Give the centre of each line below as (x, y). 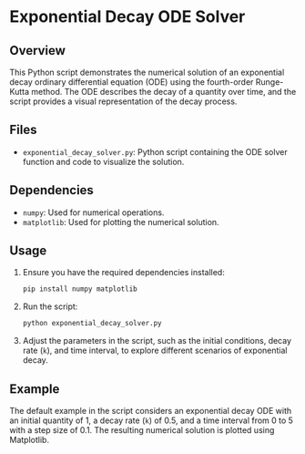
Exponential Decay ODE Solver (127, 17)
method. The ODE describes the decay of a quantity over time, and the (164, 92)
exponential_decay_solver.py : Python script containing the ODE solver (155, 151)
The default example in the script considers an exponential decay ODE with (151, 411)
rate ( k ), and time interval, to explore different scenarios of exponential (155, 351)
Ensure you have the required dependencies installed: (123, 273)
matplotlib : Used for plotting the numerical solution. (121, 222)
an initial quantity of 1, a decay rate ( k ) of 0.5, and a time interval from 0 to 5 (152, 420)
